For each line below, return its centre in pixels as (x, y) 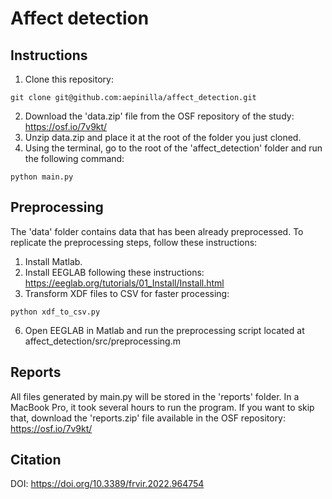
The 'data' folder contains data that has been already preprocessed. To (157, 231)
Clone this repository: (69, 79)
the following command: (74, 158)
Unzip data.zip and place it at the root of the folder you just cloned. (163, 137)
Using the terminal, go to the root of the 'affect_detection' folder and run (173, 148)
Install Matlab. (53, 261)
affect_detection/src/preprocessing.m (102, 341)
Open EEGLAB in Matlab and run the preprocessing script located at (164, 330)
